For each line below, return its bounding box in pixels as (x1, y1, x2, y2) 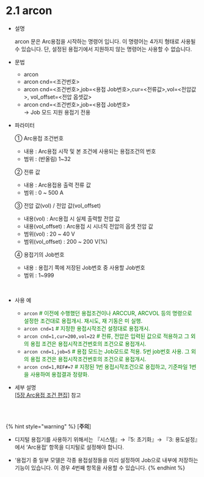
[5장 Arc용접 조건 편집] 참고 (14, 391, 81, 399)
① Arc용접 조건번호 (14, 134, 64, 141)
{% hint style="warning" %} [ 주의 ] (5, 423, 92, 430)
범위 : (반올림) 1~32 (23, 155, 71, 162)
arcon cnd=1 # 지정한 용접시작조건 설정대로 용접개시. (23, 325, 150, 332)
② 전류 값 (14, 168, 40, 175)
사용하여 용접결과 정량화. (30, 370, 89, 378)
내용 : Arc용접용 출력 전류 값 (23, 181, 91, 189)
